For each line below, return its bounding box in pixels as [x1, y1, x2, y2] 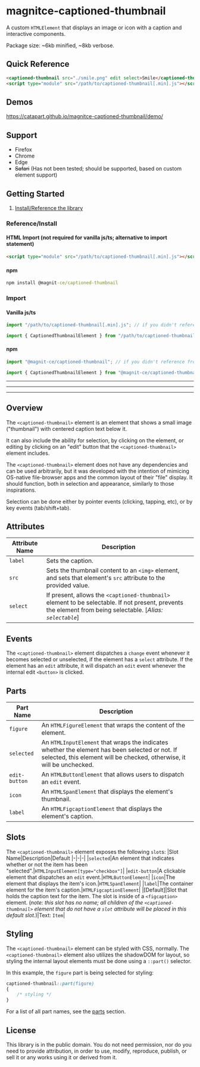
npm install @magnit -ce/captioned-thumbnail [6, 280, 118, 286]
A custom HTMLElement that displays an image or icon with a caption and [6, 24, 182, 31]
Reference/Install [6, 219, 58, 227]
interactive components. [6, 30, 66, 37]
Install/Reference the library [14, 204, 83, 211]
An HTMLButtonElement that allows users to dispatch [41, 770, 185, 779]
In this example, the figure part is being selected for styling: [6, 969, 154, 976]
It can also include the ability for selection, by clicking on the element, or [6, 437, 184, 444]
